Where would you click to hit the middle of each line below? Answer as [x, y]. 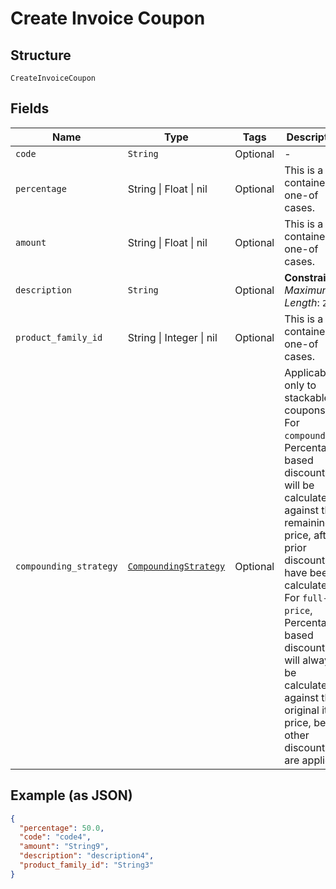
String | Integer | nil [172, 337]
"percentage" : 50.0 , [62, 828]
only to [300, 385]
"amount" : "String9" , [64, 847]
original [302, 710]
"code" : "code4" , [55, 837]
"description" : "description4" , [87, 856]
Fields [30, 108]
